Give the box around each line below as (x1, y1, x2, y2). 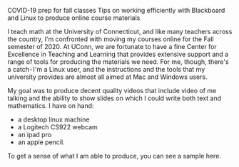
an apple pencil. (17, 138, 66, 146)
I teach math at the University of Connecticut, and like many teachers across (7, 28, 233, 36)
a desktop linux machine (17, 115, 90, 124)
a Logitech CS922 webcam (17, 123, 98, 131)
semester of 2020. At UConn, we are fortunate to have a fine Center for (7, 43, 218, 50)
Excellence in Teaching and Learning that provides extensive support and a (7, 50, 229, 58)
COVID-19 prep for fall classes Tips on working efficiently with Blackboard (7, 6, 225, 14)
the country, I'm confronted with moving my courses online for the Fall (7, 35, 214, 43)
